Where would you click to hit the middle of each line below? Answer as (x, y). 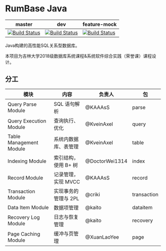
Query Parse (22, 104)
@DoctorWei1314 (106, 161)
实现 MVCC (67, 182)
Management (23, 142)
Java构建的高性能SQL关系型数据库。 (42, 45)
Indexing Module (27, 161)
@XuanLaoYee (102, 237)
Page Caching (24, 234)
